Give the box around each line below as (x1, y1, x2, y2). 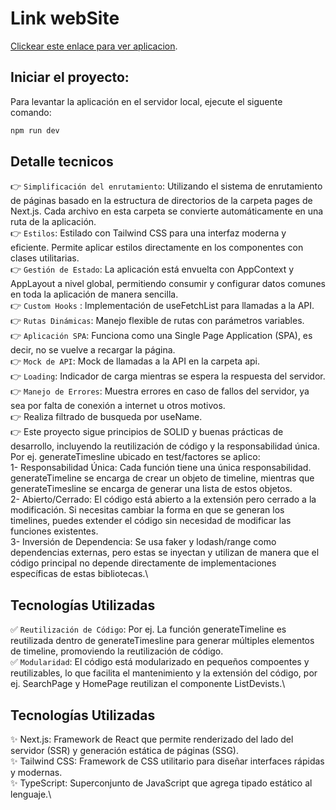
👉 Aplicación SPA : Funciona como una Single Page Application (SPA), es (10, 330, 313, 342)
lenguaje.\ (10, 788, 52, 801)
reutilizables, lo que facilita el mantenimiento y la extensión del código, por (10, 667, 318, 679)
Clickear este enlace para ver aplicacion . (10, 40, 178, 52)
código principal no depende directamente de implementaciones (10, 557, 277, 569)
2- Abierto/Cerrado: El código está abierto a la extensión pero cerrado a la (10, 493, 317, 506)
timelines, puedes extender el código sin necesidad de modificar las (10, 515, 292, 527)
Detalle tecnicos (10, 153, 114, 171)
